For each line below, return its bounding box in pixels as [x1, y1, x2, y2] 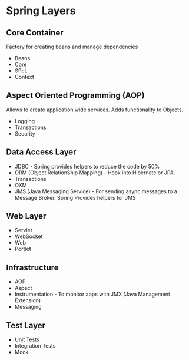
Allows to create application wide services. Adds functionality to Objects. [6, 106, 184, 113]
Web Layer [6, 211, 47, 222]
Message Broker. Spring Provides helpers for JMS [14, 194, 137, 201]
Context [14, 74, 34, 80]
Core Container [6, 28, 64, 38]
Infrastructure [6, 262, 59, 272]
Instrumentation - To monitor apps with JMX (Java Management [14, 290, 171, 298]
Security [14, 130, 35, 137]
